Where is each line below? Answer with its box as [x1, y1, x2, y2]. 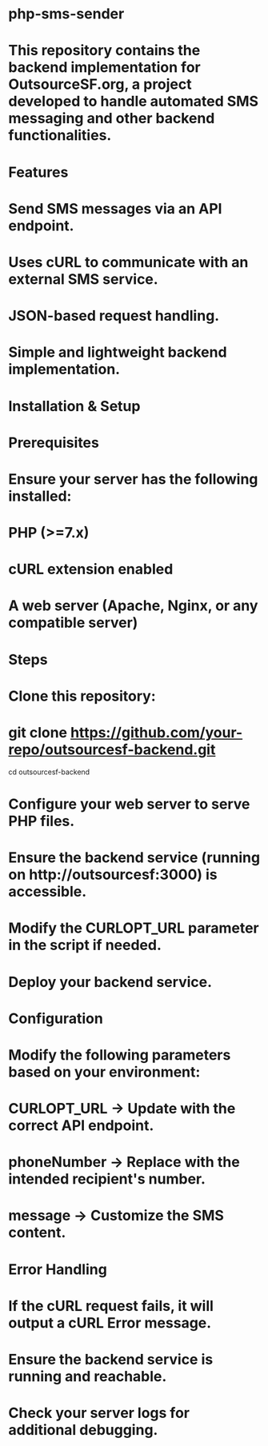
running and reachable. [8, 1368, 167, 1385]
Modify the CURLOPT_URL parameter [8, 919, 259, 937]
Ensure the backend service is [8, 1351, 214, 1368]
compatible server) [8, 613, 138, 632]
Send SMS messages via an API [8, 199, 222, 218]
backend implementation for [8, 58, 202, 77]
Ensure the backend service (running [8, 849, 261, 867]
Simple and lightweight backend [8, 343, 227, 361]
